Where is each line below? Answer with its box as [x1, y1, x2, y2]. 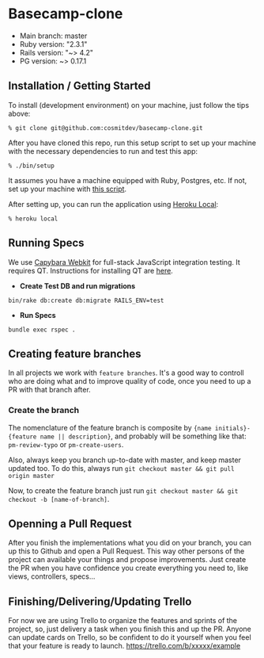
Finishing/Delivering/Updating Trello [8, 595, 192, 608]
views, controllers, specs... [8, 572, 96, 581]
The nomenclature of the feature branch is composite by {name [8, 423, 212, 432]
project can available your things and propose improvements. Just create [8, 555, 247, 564]
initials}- [214, 424, 251, 432]
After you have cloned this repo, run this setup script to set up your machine [8, 138, 257, 147]
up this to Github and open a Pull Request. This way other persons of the [8, 546, 245, 556]
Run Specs [19, 310, 57, 319]
